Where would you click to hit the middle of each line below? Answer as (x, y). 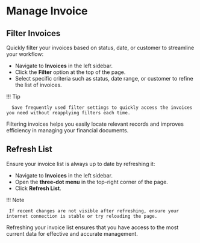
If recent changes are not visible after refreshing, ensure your (94, 211)
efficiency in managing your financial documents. (67, 130)
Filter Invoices (33, 33)
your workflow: (25, 54)
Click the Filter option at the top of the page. (70, 72)
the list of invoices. (38, 85)
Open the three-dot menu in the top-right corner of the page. (92, 182)
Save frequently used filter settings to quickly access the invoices (102, 108)
